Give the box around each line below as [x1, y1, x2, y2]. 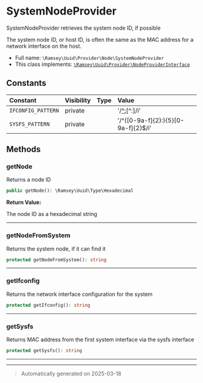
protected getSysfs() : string [6, 347, 83, 353]
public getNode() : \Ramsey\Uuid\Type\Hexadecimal [6, 188, 134, 194]
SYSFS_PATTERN [9, 120, 50, 128]
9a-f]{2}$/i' [117, 123, 152, 132]
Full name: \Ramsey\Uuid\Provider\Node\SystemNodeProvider [14, 54, 164, 61]
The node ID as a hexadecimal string [6, 211, 98, 218]
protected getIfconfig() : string [6, 302, 91, 308]
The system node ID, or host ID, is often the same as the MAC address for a [6, 36, 194, 43]
